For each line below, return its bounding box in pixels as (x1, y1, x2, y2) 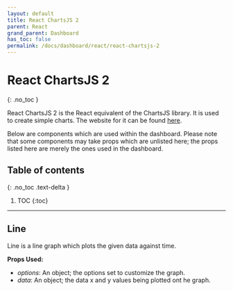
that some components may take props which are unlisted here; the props (7, 137, 218, 145)
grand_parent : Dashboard (7, 29, 79, 37)
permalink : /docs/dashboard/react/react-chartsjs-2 (7, 42, 159, 49)
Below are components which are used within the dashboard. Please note (7, 129, 218, 138)
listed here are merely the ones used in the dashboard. (7, 144, 164, 153)
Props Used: (7, 255, 44, 263)
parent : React (7, 23, 49, 30)
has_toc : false (7, 36, 51, 43)
